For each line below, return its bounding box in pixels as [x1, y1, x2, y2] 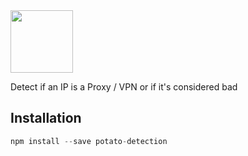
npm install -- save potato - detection [10, 136, 168, 146]
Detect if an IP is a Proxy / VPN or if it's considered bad [10, 81, 238, 93]
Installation [10, 110, 82, 127]
